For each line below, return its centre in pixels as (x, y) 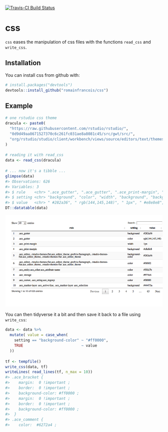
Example (19, 106)
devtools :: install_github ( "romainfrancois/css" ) (57, 90)
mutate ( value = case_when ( (39, 335)
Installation (23, 63)
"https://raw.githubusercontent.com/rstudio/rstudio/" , (69, 129)
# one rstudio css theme (31, 118)
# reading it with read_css (34, 155)
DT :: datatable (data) (27, 208)
